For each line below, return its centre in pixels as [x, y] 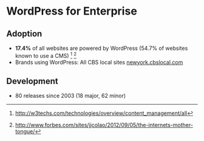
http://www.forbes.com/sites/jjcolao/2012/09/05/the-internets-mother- [104, 125]
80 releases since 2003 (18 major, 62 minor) [70, 96]
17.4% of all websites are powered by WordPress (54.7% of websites [101, 48]
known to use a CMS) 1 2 [46, 55]
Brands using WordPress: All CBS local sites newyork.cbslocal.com [99, 62]
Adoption [24, 34]
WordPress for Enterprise [72, 11]
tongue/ [25, 131]
